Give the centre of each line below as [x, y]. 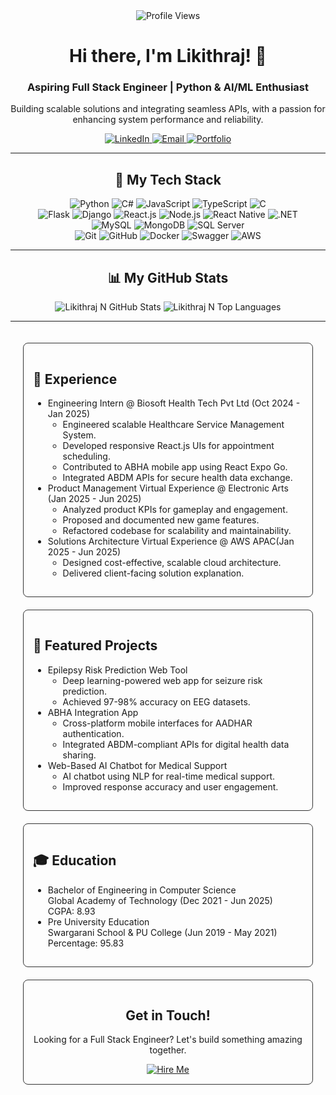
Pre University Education [98, 921]
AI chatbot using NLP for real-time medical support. [169, 776]
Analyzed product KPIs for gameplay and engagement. [175, 509]
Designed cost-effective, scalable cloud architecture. [172, 562]
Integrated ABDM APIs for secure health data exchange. [177, 477]
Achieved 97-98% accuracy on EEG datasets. [156, 701]
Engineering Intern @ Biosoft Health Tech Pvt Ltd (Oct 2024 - [174, 403]
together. [168, 1050]
